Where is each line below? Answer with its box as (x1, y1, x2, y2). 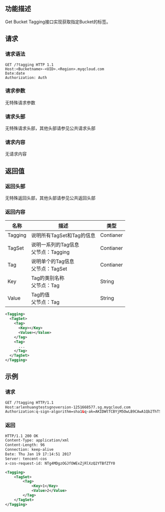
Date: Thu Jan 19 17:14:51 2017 (5, 452, 71, 457)
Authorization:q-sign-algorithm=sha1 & (5, 409, 84, 414)
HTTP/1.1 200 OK (5, 433, 38, 438)
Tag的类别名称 (31, 275, 65, 281)
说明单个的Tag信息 (31, 258, 75, 265)
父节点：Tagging (31, 249, 70, 256)
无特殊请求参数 (5, 99, 35, 105)
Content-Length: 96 (5, 442, 45, 448)
